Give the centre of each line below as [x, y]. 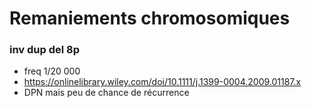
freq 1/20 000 [52, 71]
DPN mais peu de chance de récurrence [106, 93]
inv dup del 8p [45, 50]
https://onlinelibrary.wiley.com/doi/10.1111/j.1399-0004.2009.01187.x [162, 82]
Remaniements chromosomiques [150, 18]
